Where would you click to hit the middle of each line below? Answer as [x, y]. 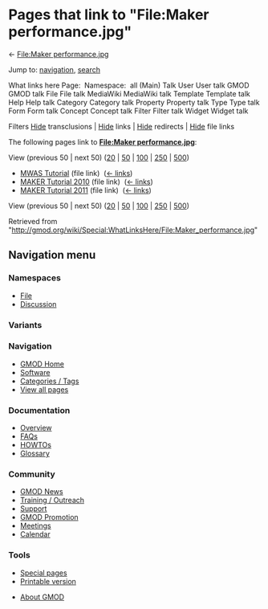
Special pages [43, 573]
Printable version [48, 581]
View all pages [44, 389]
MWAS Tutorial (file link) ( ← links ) [76, 173]
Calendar [35, 534]
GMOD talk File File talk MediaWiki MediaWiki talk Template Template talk [129, 93]
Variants [25, 325]
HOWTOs [36, 445]
